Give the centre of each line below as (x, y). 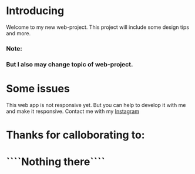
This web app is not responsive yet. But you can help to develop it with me (96, 105)
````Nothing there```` (56, 162)
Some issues (38, 88)
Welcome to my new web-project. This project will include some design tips (98, 27)
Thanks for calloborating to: (75, 135)
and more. (19, 33)
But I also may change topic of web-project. (70, 64)
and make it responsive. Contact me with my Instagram (73, 111)
